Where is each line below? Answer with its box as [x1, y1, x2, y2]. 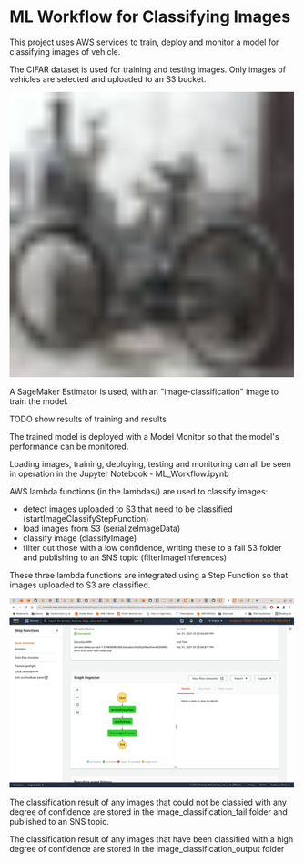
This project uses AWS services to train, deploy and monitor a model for [9, 36, 279, 47]
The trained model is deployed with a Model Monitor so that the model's [9, 431, 279, 442]
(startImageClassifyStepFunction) [22, 513, 149, 524]
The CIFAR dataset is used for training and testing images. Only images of [9, 64, 287, 75]
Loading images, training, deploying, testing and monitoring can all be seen [9, 458, 291, 469]
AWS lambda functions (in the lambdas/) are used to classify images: [9, 485, 269, 496]
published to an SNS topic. [9, 816, 109, 827]
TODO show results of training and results [9, 413, 167, 424]
